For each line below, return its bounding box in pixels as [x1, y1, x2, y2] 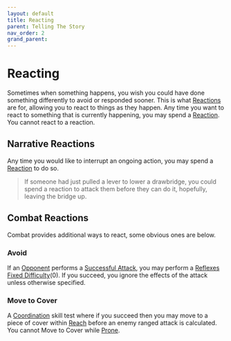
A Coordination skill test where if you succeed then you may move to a [7, 311, 209, 320]
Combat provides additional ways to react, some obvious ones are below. [7, 230, 216, 239]
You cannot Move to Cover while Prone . [7, 326, 120, 335]
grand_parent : [7, 36, 48, 43]
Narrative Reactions [7, 138, 95, 150]
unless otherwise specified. [7, 278, 86, 286]
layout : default [7, 10, 54, 17]
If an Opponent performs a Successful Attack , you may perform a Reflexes [7, 263, 220, 272]
